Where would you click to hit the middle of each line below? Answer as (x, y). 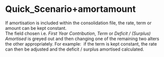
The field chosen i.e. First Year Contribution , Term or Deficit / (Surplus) (78, 33)
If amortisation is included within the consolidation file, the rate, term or (79, 23)
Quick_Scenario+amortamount (71, 9)
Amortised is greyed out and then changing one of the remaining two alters (82, 39)
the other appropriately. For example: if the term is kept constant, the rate (81, 44)
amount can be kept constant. (36, 28)
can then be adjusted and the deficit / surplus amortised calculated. (75, 49)
